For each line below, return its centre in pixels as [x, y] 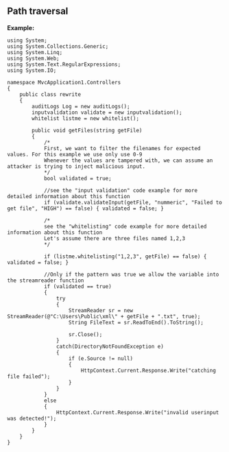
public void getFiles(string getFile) [87, 130]
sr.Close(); [85, 334]
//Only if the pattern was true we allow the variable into [131, 274]
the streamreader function [46, 281]
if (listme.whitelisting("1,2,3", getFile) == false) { [125, 257]
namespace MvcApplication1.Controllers [64, 82]
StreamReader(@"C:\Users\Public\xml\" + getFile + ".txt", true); [104, 316]
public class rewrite [50, 94]
